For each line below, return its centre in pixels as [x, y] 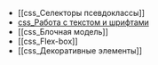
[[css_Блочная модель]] [63, 32]
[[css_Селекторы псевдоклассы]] [81, 13]
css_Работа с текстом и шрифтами [83, 22]
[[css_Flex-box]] [47, 41]
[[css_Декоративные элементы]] [80, 51]
